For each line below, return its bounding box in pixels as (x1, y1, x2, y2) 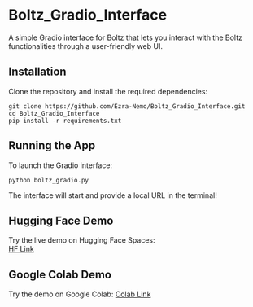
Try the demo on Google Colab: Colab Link (8, 289, 151, 299)
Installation (8, 65, 67, 79)
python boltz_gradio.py (8, 176, 89, 184)
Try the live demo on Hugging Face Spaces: (8, 235, 155, 245)
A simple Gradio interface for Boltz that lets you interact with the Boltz (8, 33, 242, 42)
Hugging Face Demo (8, 213, 114, 227)
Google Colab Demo (8, 267, 112, 282)
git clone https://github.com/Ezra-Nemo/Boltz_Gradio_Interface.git (8, 102, 246, 111)
